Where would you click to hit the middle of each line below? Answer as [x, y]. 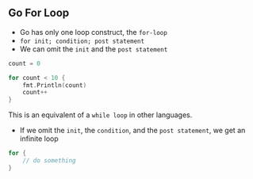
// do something [50, 161]
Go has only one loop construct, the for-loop [94, 32]
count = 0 [25, 63]
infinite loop [39, 139]
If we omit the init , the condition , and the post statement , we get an [132, 131]
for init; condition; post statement [82, 41]
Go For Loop [39, 13]
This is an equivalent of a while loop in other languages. [100, 115]
